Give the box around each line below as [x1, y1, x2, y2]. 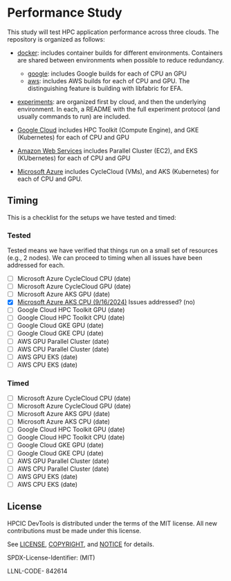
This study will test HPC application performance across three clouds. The [7, 28, 219, 36]
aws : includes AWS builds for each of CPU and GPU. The [27, 76, 190, 85]
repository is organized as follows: [7, 35, 105, 43]
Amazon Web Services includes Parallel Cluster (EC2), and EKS [17, 146, 198, 155]
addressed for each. [7, 261, 65, 270]
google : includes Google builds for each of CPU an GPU [27, 69, 187, 78]
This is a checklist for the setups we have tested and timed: [7, 213, 176, 221]
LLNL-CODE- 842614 [7, 566, 68, 575]
